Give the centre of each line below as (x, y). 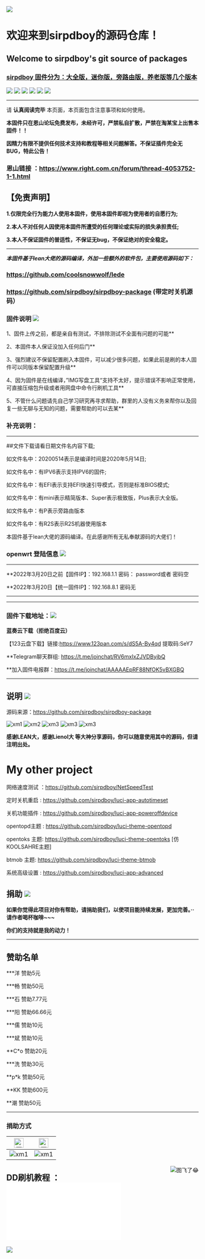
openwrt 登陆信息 (33, 554)
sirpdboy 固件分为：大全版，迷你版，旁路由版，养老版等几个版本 (102, 77)
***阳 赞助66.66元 (29, 1012)
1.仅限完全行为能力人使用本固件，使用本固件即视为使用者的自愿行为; (92, 213)
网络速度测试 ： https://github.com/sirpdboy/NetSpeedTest (80, 787)
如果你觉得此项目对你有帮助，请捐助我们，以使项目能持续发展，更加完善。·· (100, 910)
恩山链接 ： (23, 168)
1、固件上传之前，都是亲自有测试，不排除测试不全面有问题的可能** (90, 334)
